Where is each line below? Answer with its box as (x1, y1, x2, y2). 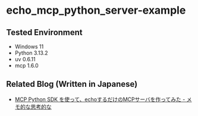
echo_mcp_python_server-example (6, 4, 186, 17)
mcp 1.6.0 (14, 62, 39, 69)
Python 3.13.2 (14, 49, 49, 57)
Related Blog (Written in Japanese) (6, 79, 138, 89)
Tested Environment (6, 27, 83, 37)
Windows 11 (14, 43, 44, 50)
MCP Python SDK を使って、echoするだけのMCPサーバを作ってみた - (14, 96, 186, 103)
